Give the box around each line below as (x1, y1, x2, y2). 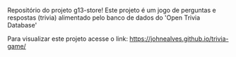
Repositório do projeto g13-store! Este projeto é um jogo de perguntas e (7, 6, 217, 14)
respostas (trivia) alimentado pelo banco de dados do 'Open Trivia (7, 13, 201, 22)
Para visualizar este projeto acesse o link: (7, 34, 129, 43)
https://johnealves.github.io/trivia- (129, 34, 229, 43)
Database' (7, 21, 37, 29)
